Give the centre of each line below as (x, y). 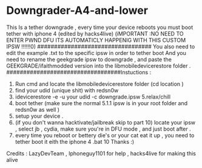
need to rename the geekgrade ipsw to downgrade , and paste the (89, 59)
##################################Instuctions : (79, 72)
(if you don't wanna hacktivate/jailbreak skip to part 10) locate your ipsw (105, 122)
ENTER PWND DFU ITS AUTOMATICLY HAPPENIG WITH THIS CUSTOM (96, 40)
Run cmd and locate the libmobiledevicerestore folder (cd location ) (99, 84)
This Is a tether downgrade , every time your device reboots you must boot (100, 27)
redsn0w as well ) (37, 109)
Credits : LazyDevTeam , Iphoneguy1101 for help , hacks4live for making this (101, 153)
